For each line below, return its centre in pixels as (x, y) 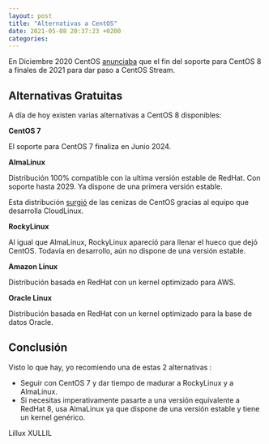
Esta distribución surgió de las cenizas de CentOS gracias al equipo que (129, 203)
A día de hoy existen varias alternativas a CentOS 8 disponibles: (115, 115)
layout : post (30, 16)
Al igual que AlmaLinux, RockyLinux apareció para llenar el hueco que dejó (133, 242)
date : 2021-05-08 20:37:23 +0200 (65, 31)
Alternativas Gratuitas (66, 95)
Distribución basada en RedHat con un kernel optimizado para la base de (130, 314)
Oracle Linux (30, 298)
